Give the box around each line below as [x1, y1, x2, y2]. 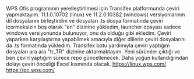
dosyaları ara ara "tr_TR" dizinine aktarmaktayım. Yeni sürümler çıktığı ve [6, 48, 181, 55]
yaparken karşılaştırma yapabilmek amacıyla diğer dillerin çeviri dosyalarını [6, 36, 186, 42]
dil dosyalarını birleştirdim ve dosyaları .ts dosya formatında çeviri [6, 17, 164, 24]
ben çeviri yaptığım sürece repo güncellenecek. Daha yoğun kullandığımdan [6, 55, 188, 61]
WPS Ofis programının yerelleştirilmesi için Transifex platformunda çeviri [6, 5, 179, 12]
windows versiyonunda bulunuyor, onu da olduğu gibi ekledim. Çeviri [6, 30, 172, 37]
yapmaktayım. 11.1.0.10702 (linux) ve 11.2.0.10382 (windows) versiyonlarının [6, 11, 185, 18]
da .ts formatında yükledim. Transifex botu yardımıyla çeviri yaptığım [6, 42, 170, 49]
